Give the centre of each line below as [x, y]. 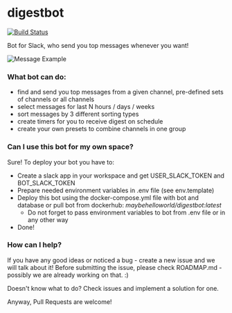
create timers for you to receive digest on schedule [90, 121]
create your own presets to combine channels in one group [101, 129]
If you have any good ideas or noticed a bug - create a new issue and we [111, 260]
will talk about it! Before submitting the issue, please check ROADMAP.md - [115, 267]
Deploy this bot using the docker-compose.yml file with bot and [108, 197]
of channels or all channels [56, 99]
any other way [48, 219]
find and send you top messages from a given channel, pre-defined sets [120, 92]
